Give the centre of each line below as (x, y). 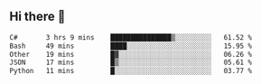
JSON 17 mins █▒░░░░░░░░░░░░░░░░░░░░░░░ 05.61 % (131, 63)
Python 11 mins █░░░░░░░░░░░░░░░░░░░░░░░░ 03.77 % (131, 71)
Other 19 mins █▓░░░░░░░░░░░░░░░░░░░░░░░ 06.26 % (131, 54)
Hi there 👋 (37, 17)
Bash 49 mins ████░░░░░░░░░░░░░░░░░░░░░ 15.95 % (131, 46)
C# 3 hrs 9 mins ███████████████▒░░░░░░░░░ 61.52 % (131, 37)
